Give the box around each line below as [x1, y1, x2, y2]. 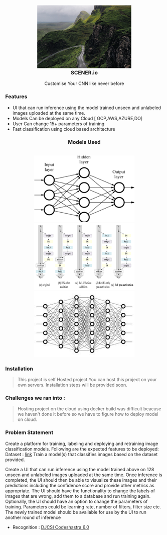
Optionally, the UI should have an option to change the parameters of [5, 498, 148, 504]
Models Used [68, 138, 101, 145]
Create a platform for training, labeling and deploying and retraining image [5, 440, 158, 447]
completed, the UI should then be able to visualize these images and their [5, 477, 157, 483]
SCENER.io [71, 69, 98, 76]
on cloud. [17, 416, 38, 422]
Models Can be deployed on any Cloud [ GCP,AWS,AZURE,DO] [12, 115, 143, 121]
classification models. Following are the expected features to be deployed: [5, 445, 159, 452]
